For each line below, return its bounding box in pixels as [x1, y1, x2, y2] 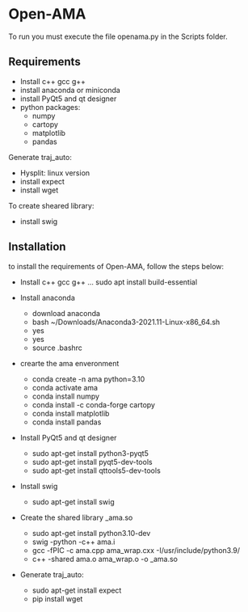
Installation [8, 240, 66, 254]
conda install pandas [32, 417, 102, 427]
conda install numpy [32, 391, 99, 401]
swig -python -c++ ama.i [32, 537, 116, 547]
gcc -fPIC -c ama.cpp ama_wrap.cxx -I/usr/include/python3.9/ [32, 545, 241, 555]
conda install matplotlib [32, 408, 110, 418]
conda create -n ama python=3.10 [32, 374, 145, 384]
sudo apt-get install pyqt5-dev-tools [32, 457, 153, 466]
